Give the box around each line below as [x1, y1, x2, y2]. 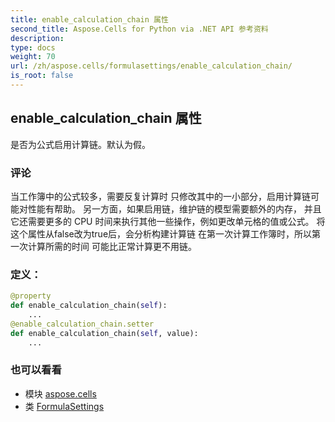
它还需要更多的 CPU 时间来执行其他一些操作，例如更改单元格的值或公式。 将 [10, 215, 326, 227]
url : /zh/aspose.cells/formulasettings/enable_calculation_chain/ [10, 61, 293, 71]
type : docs [10, 42, 56, 53]
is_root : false [10, 71, 74, 81]
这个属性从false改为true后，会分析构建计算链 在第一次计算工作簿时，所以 [10, 227, 312, 240]
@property [10, 291, 52, 301]
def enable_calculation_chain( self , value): [10, 328, 199, 338]
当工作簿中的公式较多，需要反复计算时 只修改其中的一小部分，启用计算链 [10, 190, 311, 202]
